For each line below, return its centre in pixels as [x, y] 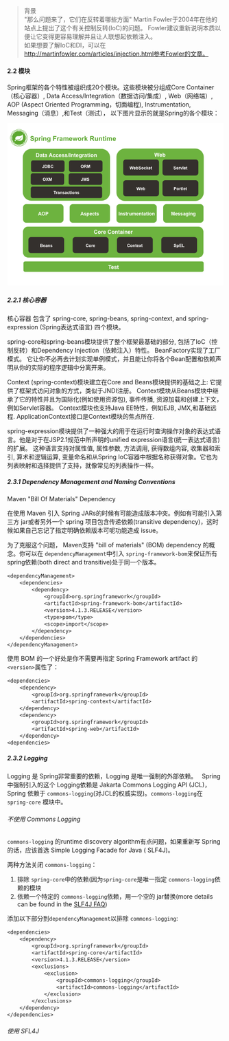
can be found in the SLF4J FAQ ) [62, 904]
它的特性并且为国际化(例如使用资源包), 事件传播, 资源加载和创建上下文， [121, 399]
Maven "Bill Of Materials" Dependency [61, 499]
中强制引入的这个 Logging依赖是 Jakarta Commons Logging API [97, 785]
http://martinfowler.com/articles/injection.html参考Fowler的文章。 [116, 54]
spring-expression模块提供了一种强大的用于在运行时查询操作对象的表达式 [111, 431]
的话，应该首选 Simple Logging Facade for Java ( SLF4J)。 [91, 850]
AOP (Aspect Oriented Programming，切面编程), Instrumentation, [99, 105]
